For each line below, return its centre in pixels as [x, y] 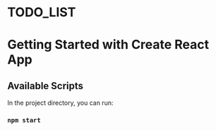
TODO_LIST [42, 12]
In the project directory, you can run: [60, 103]
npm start [24, 120]
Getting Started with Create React [108, 45]
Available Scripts [45, 86]
